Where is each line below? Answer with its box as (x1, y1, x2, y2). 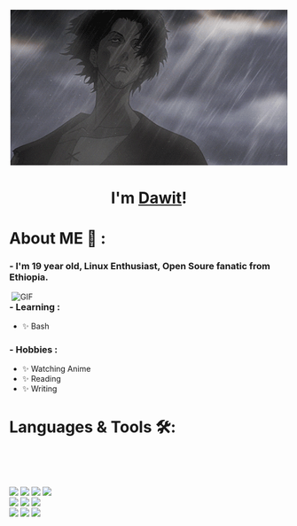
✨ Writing (21, 383, 58, 394)
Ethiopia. (9, 271, 49, 283)
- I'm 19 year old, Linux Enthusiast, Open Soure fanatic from (9, 260, 270, 273)
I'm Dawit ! (110, 188, 188, 208)
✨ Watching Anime (21, 364, 91, 375)
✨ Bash (21, 321, 50, 332)
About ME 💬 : (9, 228, 106, 249)
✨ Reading (21, 374, 62, 384)
